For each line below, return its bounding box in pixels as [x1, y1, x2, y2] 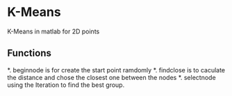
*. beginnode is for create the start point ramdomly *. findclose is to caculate [7, 65, 226, 74]
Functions [7, 47, 52, 59]
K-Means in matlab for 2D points [7, 27, 100, 35]
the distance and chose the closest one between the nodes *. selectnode [7, 73, 217, 81]
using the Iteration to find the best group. [7, 81, 125, 89]
